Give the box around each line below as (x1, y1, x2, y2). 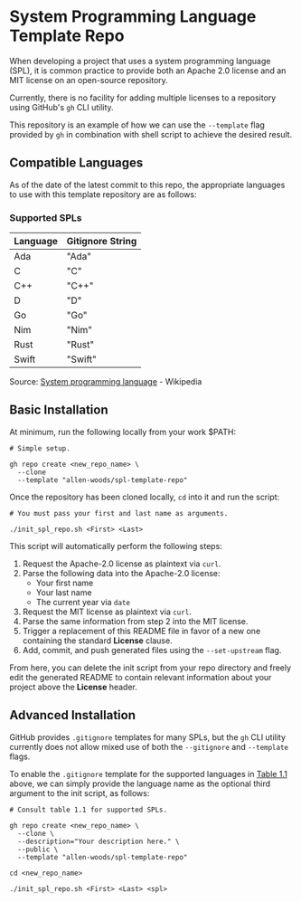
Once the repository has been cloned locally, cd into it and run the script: (9, 491, 280, 502)
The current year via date (35, 596, 131, 607)
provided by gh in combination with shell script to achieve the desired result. (9, 128, 293, 139)
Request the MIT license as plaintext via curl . (22, 606, 192, 617)
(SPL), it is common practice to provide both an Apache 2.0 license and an (9, 65, 287, 76)
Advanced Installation (9, 707, 136, 723)
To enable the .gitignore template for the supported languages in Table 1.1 (9, 768, 287, 779)
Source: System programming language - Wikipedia (9, 376, 202, 387)
